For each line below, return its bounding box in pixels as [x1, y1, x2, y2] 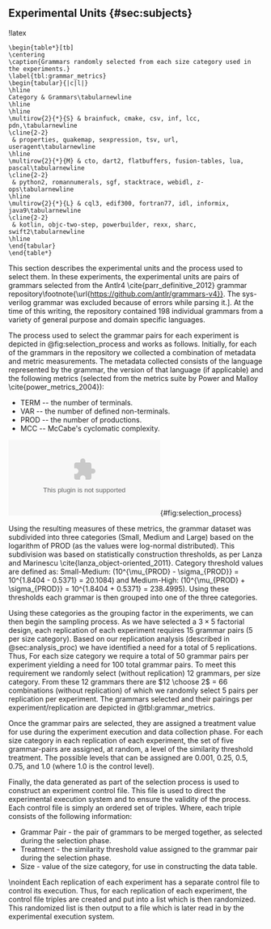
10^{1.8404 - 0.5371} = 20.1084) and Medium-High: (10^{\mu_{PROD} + [8, 575, 246, 585]
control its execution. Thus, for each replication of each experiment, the [8, 885, 248, 895]
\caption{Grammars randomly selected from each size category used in [8, 57, 252, 66]
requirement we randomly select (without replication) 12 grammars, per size [8, 668, 261, 678]
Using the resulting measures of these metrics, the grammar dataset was [8, 524, 252, 533]
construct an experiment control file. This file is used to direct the [8, 785, 227, 795]
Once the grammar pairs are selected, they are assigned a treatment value [8, 718, 256, 728]
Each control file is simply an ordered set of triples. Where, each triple [8, 803, 241, 812]
